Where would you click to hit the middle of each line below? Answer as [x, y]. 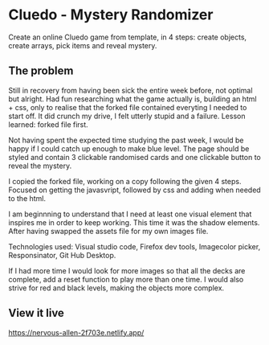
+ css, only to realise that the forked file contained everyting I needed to [128, 107]
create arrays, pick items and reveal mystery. [83, 45]
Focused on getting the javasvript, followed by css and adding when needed [134, 190]
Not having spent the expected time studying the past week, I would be [126, 140]
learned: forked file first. [48, 124]
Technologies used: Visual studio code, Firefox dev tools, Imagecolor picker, [134, 246]
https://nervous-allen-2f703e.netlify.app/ [76, 332]
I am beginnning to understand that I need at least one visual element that [130, 214]
